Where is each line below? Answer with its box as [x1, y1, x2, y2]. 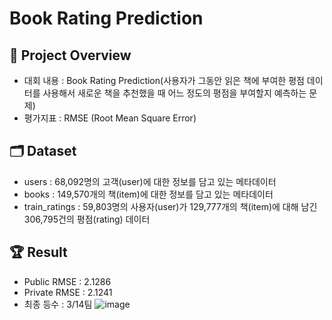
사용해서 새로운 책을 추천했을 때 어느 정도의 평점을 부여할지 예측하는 [42, 87, 307, 99]
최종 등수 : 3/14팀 [23, 298, 93, 310]
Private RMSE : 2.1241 [23, 286, 113, 298]
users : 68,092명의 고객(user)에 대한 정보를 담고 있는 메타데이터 [23, 175, 277, 187]
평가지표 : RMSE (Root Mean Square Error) [23, 112, 197, 124]
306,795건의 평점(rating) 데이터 [23, 213, 151, 225]
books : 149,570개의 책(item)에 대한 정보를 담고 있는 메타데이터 [23, 188, 274, 200]
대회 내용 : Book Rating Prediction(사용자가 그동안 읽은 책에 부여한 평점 [23, 75, 305, 86]
